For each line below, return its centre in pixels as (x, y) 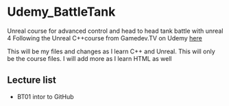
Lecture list (32, 80)
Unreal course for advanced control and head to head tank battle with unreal (115, 31)
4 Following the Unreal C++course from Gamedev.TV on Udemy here (105, 38)
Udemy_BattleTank (61, 12)
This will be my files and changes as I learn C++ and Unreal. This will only (111, 51)
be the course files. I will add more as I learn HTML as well (89, 58)
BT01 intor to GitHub (45, 96)
